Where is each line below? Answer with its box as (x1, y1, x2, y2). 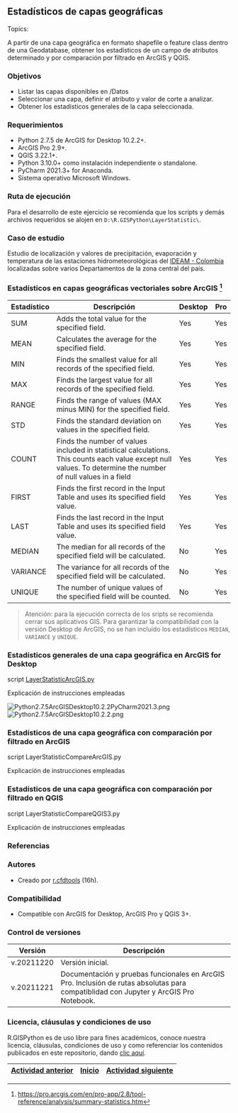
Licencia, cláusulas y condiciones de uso (7, 1017, 152, 1027)
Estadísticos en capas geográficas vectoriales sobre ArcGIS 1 (7, 282, 223, 293)
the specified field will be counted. (56, 591, 171, 601)
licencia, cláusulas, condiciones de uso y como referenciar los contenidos (7, 1041, 223, 1049)
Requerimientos (7, 120, 64, 130)
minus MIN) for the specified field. (56, 404, 170, 414)
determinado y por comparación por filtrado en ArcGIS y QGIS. (7, 53, 191, 62)
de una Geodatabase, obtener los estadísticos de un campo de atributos (7, 45, 218, 54)
